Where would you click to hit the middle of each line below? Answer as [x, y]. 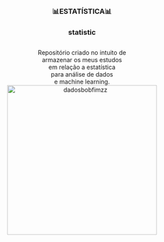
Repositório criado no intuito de [82, 53]
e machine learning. [82, 82]
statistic [82, 32]
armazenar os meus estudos [82, 60]
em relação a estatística [82, 67]
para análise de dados [82, 75]
